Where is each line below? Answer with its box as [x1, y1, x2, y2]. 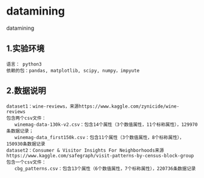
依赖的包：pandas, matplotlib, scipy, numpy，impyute [6, 67, 140, 74]
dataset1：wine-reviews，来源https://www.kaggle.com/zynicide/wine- [6, 103, 180, 109]
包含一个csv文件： [6, 159, 47, 165]
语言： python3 [6, 61, 42, 67]
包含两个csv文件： [6, 115, 47, 121]
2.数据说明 [6, 86, 47, 96]
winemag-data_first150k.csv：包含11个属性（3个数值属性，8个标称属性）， [14, 134, 185, 140]
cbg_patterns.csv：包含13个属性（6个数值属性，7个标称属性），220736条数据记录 [14, 165, 196, 171]
